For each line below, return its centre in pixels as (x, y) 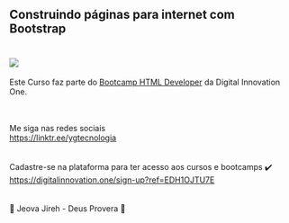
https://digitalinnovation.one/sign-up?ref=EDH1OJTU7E (112, 180)
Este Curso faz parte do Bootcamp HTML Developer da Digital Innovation (145, 82)
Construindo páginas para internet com (122, 15)
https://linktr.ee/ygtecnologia (63, 138)
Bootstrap (38, 29)
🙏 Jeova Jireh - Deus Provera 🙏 (68, 209)
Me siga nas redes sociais (58, 129)
